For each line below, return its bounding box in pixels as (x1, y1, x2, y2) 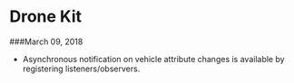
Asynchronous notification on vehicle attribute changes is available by (22, 53, 285, 64)
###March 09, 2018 (9, 36, 83, 47)
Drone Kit (9, 6, 83, 27)
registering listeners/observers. (22, 63, 141, 74)
